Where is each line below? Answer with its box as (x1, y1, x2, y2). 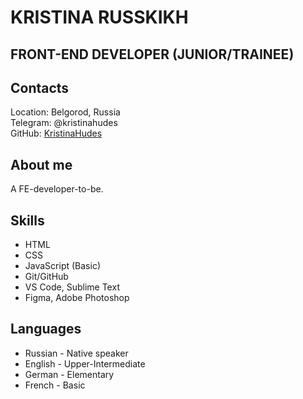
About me (10, 156, 73, 173)
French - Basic (24, 379, 86, 391)
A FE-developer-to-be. (10, 183, 104, 195)
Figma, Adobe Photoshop (24, 292, 130, 304)
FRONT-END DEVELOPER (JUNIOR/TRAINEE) (10, 46, 295, 63)
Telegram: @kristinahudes (10, 117, 118, 129)
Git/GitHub (24, 271, 69, 283)
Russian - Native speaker (24, 347, 129, 359)
